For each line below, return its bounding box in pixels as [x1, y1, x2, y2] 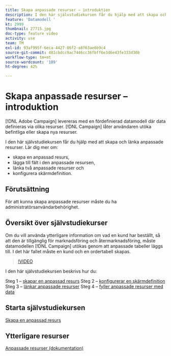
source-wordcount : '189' [5, 60, 58, 65]
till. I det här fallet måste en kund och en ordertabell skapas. [5, 248, 131, 254]
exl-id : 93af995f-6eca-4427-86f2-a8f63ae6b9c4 [5, 45, 106, 50]
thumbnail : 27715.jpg [5, 26, 51, 32]
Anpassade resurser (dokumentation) [5, 345, 84, 351]
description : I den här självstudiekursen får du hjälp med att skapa [5, 12, 158, 17]
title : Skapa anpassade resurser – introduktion [5, 7, 110, 13]
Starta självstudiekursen [5, 304, 85, 312]
